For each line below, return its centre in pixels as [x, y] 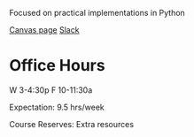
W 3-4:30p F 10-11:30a [51, 90]
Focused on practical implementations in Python [97, 13]
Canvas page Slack [44, 30]
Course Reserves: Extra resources [72, 124]
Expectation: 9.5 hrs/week [57, 107]
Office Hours [57, 66]
